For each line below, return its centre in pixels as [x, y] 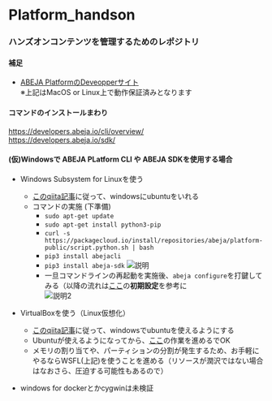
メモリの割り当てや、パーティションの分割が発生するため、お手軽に [146, 350]
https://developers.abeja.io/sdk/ [62, 140]
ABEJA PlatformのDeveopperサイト [80, 82]
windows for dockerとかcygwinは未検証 [87, 388]
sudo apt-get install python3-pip [103, 225]
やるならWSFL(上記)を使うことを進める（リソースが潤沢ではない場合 [148, 360]
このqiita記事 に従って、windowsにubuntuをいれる [116, 196]
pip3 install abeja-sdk [84, 265]
